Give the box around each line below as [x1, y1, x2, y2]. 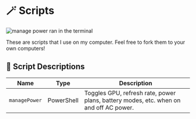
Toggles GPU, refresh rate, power [84, 89, 176, 97]
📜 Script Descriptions [6, 62, 85, 72]
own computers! [6, 44, 45, 52]
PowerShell [47, 96, 79, 104]
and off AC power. [84, 103, 134, 111]
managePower [9, 97, 43, 103]
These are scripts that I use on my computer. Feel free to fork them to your [6, 38, 185, 45]
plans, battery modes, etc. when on [84, 96, 181, 104]
